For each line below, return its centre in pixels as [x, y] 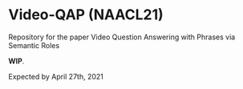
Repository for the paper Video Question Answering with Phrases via [122, 37]
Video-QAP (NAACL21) [86, 15]
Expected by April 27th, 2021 [56, 76]
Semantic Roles [34, 45]
